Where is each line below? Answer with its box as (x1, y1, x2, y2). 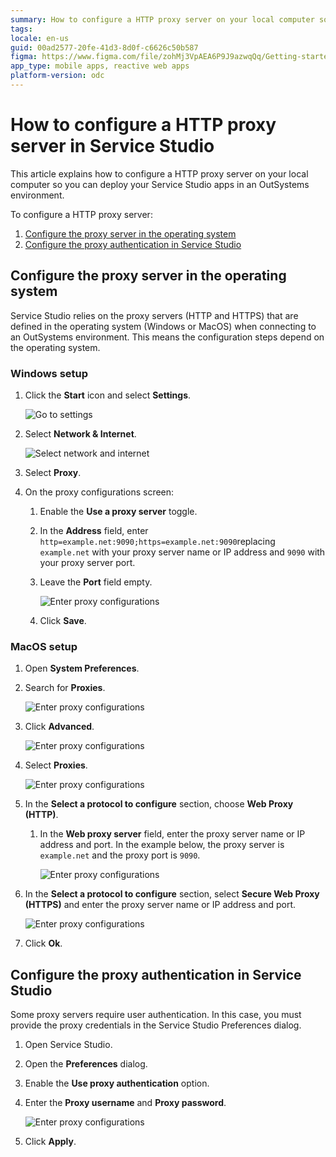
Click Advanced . (24, 721, 95, 733)
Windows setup (10, 366, 89, 380)
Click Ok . (24, 937, 63, 950)
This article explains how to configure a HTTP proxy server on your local (10, 167, 309, 180)
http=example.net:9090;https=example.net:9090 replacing (39, 535, 276, 547)
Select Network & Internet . (24, 427, 137, 440)
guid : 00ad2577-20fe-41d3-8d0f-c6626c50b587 (10, 42, 199, 53)
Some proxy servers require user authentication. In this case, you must (10, 1009, 302, 1021)
